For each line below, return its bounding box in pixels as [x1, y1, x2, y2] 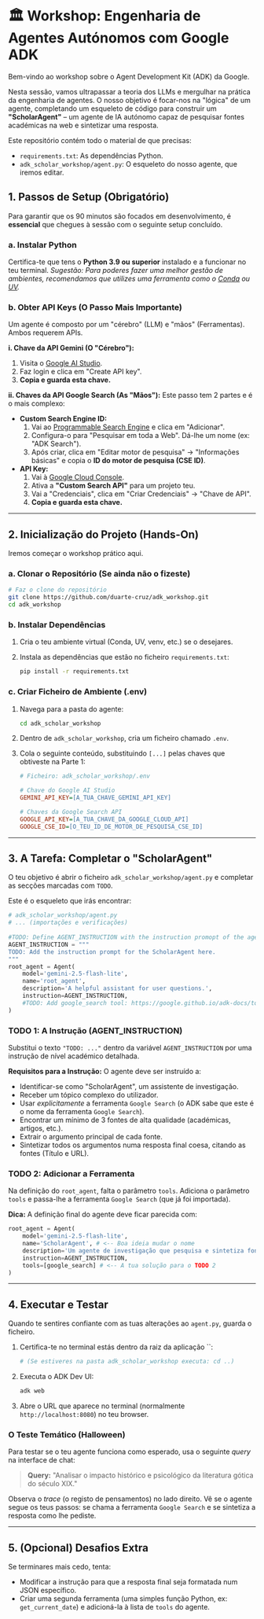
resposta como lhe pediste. [8, 1511, 97, 1521]
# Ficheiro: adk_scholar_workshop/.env [19, 772, 151, 780]
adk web [19, 1387, 45, 1395]
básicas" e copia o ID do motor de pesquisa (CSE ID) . [31, 456, 206, 465]
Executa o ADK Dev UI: [19, 1372, 94, 1382]
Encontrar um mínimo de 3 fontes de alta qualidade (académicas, [19, 1115, 232, 1125]
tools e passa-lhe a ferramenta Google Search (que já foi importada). [8, 1194, 231, 1204]
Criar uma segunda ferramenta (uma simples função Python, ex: [19, 1594, 228, 1603]
